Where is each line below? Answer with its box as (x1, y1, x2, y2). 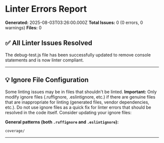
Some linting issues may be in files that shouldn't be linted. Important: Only (5, 89, 157, 95)
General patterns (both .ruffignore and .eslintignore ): (5, 119, 119, 125)
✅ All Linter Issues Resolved (5, 39, 93, 47)
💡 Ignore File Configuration (5, 76, 89, 84)
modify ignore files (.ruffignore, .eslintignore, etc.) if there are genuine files (5, 94, 156, 100)
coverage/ (5, 128, 25, 133)
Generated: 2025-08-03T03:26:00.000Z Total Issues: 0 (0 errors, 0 (5, 20, 143, 25)
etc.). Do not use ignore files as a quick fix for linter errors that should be (5, 104, 151, 110)
